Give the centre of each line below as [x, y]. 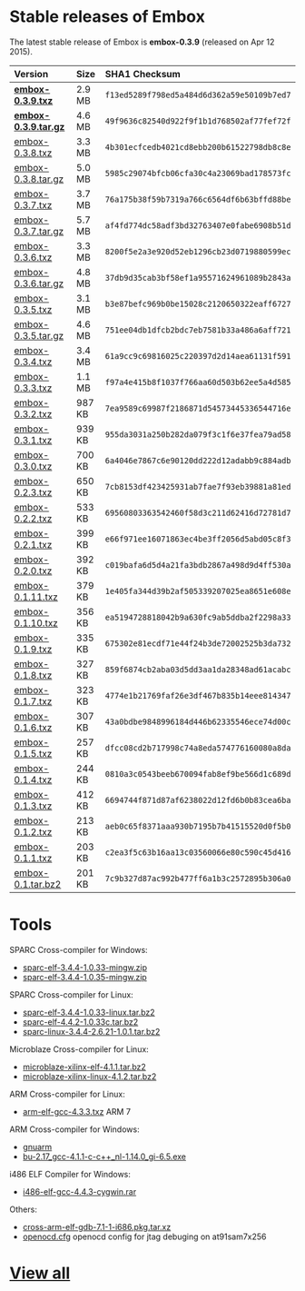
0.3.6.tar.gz [39, 283]
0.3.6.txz [33, 257]
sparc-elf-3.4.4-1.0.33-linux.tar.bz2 [89, 1012]
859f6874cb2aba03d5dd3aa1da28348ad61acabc [198, 669]
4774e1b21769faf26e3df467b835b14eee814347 [198, 695]
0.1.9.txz [33, 649]
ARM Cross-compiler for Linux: [67, 1094]
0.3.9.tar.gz [39, 126]
